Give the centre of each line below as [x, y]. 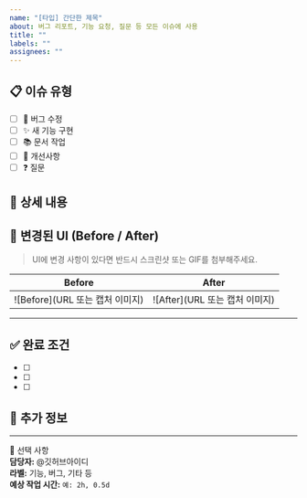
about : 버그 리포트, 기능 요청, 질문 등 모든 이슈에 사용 [104, 26]
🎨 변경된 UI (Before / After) [85, 235]
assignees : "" [37, 52]
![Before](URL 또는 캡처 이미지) [79, 300]
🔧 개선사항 [42, 156]
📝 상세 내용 [39, 202]
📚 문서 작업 [44, 142]
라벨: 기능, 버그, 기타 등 [51, 472]
